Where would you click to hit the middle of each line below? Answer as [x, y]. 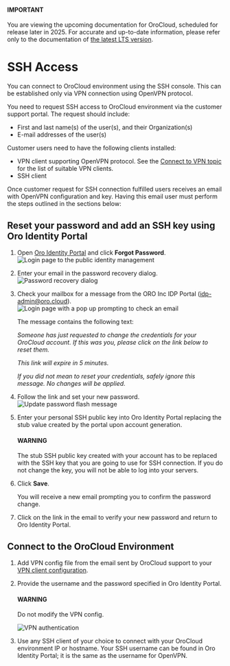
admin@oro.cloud [42, 301]
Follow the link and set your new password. [78, 397]
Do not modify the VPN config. [60, 615]
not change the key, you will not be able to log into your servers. [108, 470]
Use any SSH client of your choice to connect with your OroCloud [110, 641]
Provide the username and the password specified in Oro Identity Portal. [119, 583]
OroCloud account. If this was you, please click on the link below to [112, 342]
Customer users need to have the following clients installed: [92, 148]
